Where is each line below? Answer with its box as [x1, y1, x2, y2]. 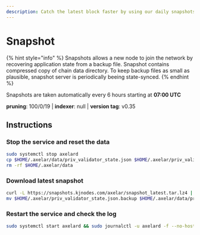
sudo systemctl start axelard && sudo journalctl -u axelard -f [6, 223, 169, 230]
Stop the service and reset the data [6, 138, 110, 146]
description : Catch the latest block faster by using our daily [6, 8, 169, 15]
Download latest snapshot [6, 177, 84, 185]
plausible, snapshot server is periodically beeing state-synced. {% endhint [6, 73, 189, 81]
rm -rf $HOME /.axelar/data [6, 162, 73, 168]
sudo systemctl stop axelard [6, 151, 79, 157]
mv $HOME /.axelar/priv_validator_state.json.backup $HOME [6, 196, 153, 202]
